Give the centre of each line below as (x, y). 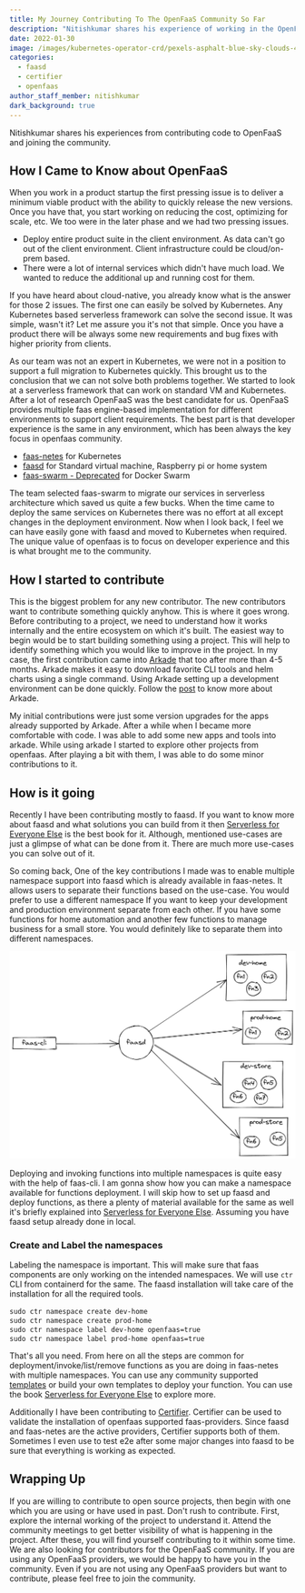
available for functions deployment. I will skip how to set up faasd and (140, 1192)
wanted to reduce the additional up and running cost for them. (139, 278)
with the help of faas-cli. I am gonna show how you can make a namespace (151, 1183)
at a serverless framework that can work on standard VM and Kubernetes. (148, 390)
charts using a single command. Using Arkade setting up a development (144, 679)
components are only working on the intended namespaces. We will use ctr (151, 1274)
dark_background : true (52, 105)
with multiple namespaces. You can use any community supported (134, 1375)
